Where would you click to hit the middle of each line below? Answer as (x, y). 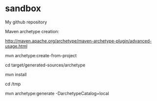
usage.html (16, 46)
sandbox (23, 9)
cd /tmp (13, 84)
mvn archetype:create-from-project (41, 55)
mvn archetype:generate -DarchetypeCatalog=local (57, 93)
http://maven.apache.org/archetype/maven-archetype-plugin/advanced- (78, 41)
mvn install (16, 74)
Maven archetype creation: (32, 31)
